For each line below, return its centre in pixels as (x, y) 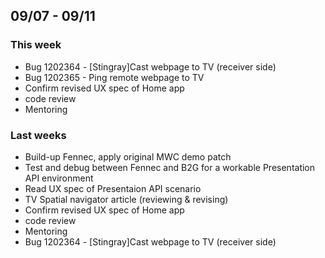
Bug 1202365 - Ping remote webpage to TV (114, 77)
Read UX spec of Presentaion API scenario (113, 188)
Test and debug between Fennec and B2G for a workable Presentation (170, 167)
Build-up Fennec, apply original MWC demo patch (128, 156)
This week (36, 45)
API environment (59, 178)
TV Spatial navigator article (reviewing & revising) (126, 199)
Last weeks (38, 135)
